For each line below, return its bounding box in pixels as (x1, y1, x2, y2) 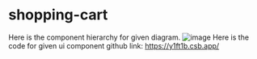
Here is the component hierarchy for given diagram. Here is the (8, 32, 249, 42)
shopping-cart (8, 6, 108, 24)
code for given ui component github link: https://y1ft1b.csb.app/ (8, 40, 220, 50)
